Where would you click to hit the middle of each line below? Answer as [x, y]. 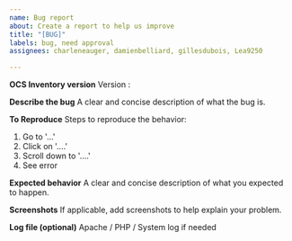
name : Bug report [42, 18]
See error [40, 165]
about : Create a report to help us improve [92, 26]
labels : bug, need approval [62, 43]
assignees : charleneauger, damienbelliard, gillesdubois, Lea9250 [136, 51]
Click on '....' [45, 147]
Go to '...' [39, 137]
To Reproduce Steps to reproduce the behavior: [98, 120]
